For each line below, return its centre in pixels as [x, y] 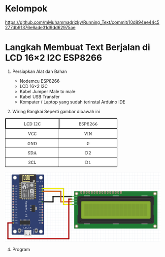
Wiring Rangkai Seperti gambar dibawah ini [56, 111]
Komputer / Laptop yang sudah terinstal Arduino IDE [72, 102]
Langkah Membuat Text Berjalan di [78, 48]
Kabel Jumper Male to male [47, 91]
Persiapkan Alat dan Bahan [40, 71]
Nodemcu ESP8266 [40, 81]
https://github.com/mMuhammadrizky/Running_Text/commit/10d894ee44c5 [82, 22]
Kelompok [26, 9]
